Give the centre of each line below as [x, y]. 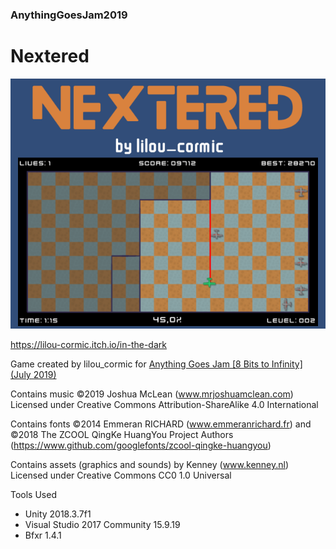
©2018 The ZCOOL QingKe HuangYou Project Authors [122, 434]
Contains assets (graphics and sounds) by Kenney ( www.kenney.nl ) [150, 464]
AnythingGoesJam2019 [69, 15]
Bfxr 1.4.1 [43, 535]
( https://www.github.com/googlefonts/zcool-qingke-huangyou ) [141, 445]
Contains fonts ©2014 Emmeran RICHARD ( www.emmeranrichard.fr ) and [161, 424]
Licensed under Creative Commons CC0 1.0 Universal [121, 475]
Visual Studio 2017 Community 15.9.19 [102, 524]
